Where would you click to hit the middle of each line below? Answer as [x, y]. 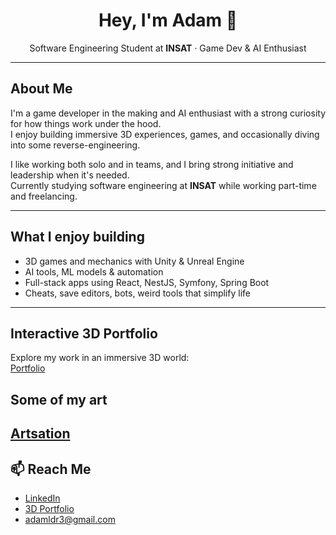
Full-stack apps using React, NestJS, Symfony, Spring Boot [147, 282]
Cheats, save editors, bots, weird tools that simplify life [137, 293]
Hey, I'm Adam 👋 [168, 20]
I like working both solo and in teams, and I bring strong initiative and [152, 164]
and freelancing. [44, 196]
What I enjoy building [77, 237]
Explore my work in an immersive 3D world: [100, 358]
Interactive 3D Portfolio [84, 333]
